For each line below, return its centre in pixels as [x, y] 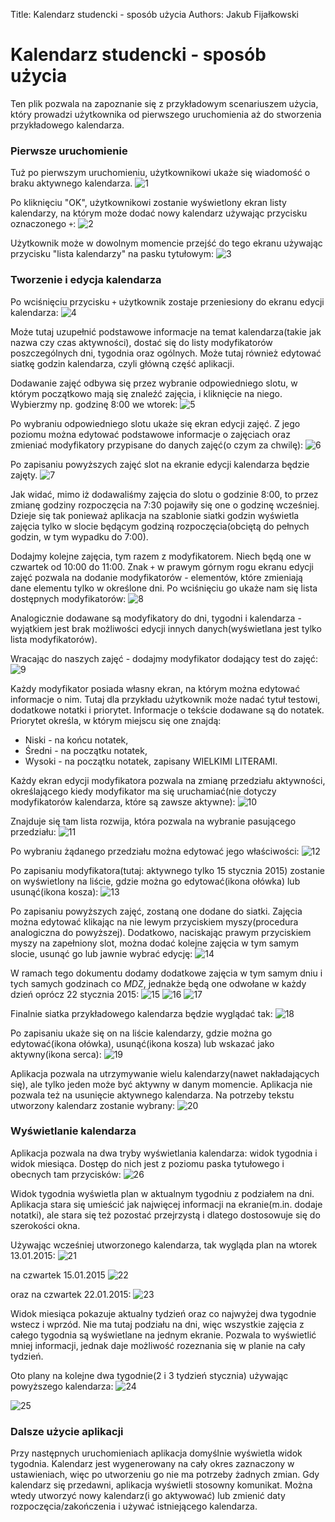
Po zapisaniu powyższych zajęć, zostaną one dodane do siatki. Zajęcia [156, 911]
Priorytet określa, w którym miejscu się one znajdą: [116, 720]
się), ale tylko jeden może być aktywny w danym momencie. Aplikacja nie [161, 1084]
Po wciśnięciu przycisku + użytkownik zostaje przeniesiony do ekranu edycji [167, 301]
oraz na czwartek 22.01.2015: [71, 1294]
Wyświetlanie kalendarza [73, 1131]
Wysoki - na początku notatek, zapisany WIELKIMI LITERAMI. [151, 761]
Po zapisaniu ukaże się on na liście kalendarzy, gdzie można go [141, 1033]
